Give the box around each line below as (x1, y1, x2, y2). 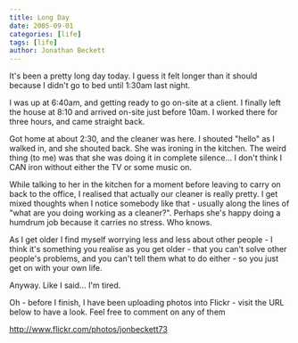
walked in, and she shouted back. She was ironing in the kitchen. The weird (9, 143, 287, 154)
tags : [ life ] (9, 37, 58, 47)
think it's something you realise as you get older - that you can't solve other (9, 244, 287, 255)
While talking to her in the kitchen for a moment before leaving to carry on (9, 179, 281, 190)
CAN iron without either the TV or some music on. (9, 162, 193, 173)
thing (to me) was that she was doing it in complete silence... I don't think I (9, 152, 283, 163)
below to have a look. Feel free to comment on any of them (9, 306, 226, 317)
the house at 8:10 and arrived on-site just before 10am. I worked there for (9, 107, 278, 118)
